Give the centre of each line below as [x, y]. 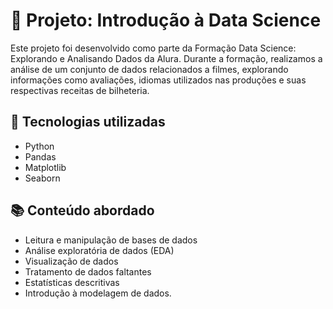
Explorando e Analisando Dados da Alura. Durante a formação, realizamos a [166, 58]
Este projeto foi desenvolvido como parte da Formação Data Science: [153, 48]
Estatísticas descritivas [72, 282]
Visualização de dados [71, 261]
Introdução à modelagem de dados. [98, 293]
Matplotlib [45, 167]
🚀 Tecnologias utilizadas [88, 122]
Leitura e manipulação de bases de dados [111, 240]
